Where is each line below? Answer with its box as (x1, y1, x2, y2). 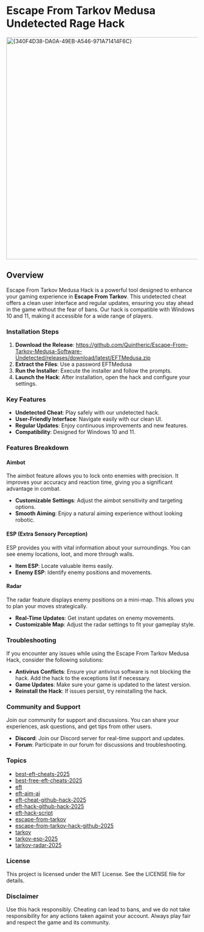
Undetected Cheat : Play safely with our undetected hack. (15, 409, 160, 416)
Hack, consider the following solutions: (6, 656, 104, 664)
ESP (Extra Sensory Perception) (6, 530, 88, 538)
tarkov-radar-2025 (15, 841, 62, 849)
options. (15, 503, 36, 511)
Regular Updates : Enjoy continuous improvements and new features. (15, 422, 188, 429)
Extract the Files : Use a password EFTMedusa (15, 360, 132, 368)
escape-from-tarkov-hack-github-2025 (15, 822, 114, 829)
